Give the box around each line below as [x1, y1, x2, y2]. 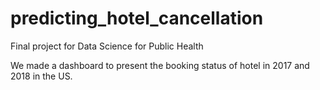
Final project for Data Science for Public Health [10, 40, 204, 52]
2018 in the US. [10, 70, 73, 82]
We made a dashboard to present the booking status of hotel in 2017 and [10, 59, 310, 71]
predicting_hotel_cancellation [10, 7, 264, 30]
